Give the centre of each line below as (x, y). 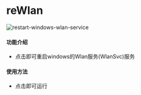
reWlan (25, 11)
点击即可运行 (31, 86)
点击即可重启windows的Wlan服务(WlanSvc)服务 (75, 57)
